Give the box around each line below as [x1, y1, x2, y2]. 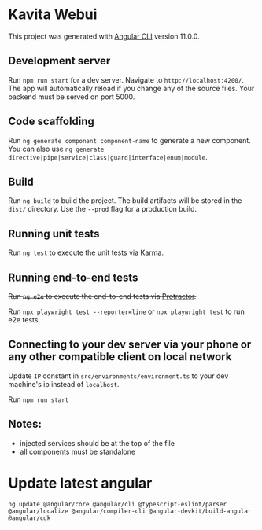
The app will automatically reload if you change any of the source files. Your [8, 83, 255, 93]
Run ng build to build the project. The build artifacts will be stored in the [8, 196, 242, 205]
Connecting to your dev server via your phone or [8, 338, 252, 351]
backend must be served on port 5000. [8, 92, 135, 101]
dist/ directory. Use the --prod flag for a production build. [8, 204, 197, 214]
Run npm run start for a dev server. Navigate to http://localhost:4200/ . [8, 75, 244, 84]
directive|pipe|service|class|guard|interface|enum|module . [8, 152, 208, 162]
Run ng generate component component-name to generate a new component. [8, 135, 252, 145]
